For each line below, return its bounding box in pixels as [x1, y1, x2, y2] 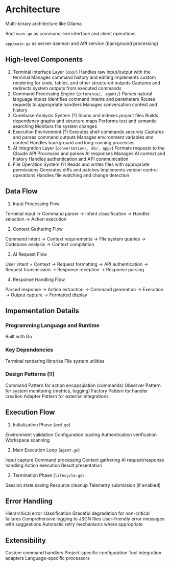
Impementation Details [5, 306, 79, 315]
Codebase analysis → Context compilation [5, 241, 94, 247]
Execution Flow [5, 408, 55, 417]
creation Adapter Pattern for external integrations [5, 393, 109, 399]
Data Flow [5, 187, 38, 195]
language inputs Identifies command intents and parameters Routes [12, 96, 156, 102]
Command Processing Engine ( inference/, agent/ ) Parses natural [12, 91, 152, 97]
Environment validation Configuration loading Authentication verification [5, 431, 157, 438]
